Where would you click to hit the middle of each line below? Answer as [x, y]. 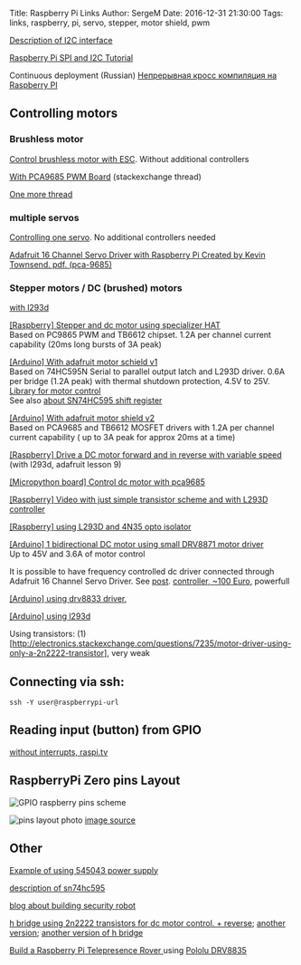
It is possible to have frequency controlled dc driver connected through [142, 572]
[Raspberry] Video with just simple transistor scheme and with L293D [139, 500]
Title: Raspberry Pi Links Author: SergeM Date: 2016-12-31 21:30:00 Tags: [146, 13]
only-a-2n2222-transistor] [58, 653]
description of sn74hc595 [57, 888]
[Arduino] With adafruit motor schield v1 [84, 362]
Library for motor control [55, 391]
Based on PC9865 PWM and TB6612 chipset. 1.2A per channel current [140, 335]
